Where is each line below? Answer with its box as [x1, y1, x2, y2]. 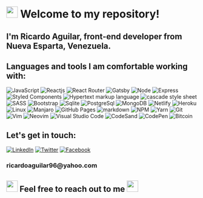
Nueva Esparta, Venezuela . [6, 41, 111, 51]
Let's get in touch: [6, 130, 76, 140]
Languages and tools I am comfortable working [6, 61, 188, 71]
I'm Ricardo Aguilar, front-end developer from [6, 31, 182, 42]
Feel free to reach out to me [19, 183, 125, 194]
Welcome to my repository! [20, 7, 160, 21]
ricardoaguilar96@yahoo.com [6, 161, 98, 170]
